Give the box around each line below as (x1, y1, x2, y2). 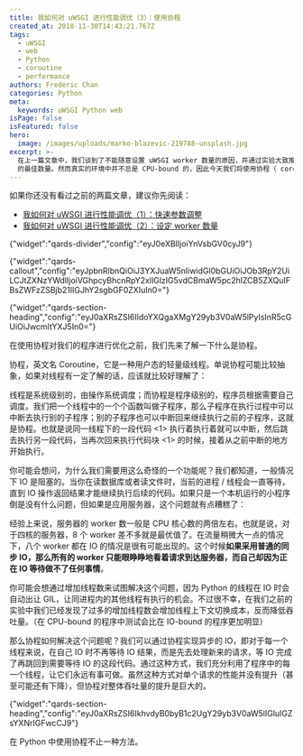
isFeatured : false (9, 123, 78, 132)
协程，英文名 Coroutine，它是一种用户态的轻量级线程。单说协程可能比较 (9, 359, 278, 370)
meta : (9, 97, 30, 106)
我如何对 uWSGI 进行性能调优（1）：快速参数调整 (22, 209, 203, 220)
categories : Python (9, 88, 83, 97)
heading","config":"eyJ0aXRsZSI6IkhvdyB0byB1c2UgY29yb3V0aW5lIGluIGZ (9, 708, 293, 719)
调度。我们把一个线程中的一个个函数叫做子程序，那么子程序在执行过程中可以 (9, 401, 294, 411)
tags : (9, 30, 30, 39)
